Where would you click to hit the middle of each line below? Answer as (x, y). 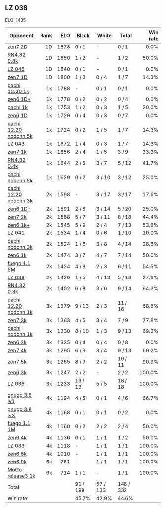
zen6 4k (17, 437)
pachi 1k (18, 107)
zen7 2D (18, 46)
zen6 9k (17, 462)
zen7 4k (17, 350)
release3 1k (21, 476)
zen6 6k (17, 454)
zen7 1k (17, 152)
